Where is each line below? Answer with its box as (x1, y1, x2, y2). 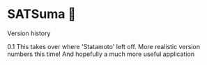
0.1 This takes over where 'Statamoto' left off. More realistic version (7, 42, 201, 50)
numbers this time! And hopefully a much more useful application (7, 50, 195, 58)
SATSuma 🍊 (7, 6, 77, 22)
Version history (7, 29, 51, 37)
